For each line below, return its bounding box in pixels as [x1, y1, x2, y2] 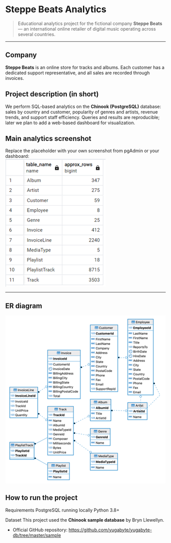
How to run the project [5, 494, 78, 502]
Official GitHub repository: [12, 527, 68, 533]
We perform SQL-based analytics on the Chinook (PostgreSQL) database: [5, 103, 161, 109]
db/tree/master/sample [12, 532, 61, 538]
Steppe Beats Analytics [5, 4, 107, 15]
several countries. [17, 31, 56, 37]
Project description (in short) [5, 90, 99, 99]
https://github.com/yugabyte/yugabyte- [68, 527, 152, 533]
